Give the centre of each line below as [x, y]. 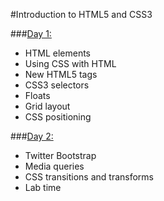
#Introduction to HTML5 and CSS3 [81, 14]
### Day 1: [31, 33]
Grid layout [47, 106]
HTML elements [57, 53]
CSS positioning [58, 117]
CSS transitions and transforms [89, 177]
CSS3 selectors [57, 85]
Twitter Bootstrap [60, 155]
